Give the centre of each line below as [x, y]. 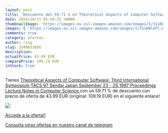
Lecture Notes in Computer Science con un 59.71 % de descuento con [77, 91]
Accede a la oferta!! [25, 115]
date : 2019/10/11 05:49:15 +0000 [40, 19]
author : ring [19, 43]
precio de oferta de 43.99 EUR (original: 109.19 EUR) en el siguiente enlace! [82, 96]
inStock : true [20, 66]
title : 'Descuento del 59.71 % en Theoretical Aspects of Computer [77, 15]
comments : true [21, 33]
